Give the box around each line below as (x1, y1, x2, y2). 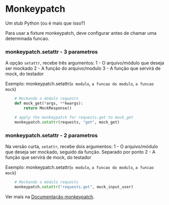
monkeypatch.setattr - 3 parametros (5, 48, 98, 55)
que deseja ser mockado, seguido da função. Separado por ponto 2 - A (5, 149, 156, 155)
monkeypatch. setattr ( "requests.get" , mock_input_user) (14, 184, 134, 190)
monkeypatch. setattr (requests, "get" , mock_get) (14, 119, 120, 125)
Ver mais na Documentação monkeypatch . (5, 193, 94, 200)
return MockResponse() (23, 106, 72, 111)
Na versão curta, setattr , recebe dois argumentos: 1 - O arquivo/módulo (5, 143, 158, 149)
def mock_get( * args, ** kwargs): (14, 101, 83, 106)
